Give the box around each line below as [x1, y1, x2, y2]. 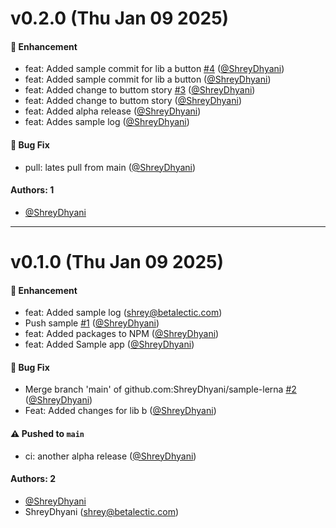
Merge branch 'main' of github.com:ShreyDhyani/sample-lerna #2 [24, 383, 297, 396]
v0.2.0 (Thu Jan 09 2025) [10, 7, 230, 30]
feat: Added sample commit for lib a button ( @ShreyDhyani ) [24, 73, 272, 86]
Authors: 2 [10, 473, 56, 485]
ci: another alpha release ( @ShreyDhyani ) [24, 450, 197, 462]
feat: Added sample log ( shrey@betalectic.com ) [24, 307, 223, 319]
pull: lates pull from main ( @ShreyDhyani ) [24, 161, 197, 173]
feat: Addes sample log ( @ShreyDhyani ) [24, 116, 190, 128]
